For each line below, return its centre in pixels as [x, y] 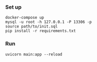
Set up [13, 7]
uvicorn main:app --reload [34, 54]
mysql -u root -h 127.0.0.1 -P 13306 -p [49, 22]
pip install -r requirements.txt [41, 31]
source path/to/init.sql [31, 26]
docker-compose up [25, 18]
